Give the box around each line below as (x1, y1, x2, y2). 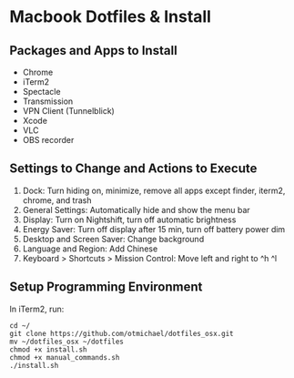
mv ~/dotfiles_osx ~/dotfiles (9, 337, 125, 346)
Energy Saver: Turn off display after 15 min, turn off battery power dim (22, 223, 286, 234)
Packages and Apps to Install (9, 43, 177, 58)
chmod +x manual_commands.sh (9, 352, 120, 362)
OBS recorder (22, 135, 75, 145)
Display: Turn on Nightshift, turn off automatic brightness (22, 214, 237, 225)
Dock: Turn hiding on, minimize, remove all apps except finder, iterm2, (22, 185, 286, 196)
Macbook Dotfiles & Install (9, 6, 212, 27)
